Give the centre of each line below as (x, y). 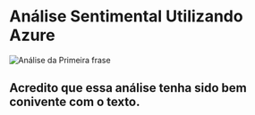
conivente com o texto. (75, 102)
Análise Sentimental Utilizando (126, 16)
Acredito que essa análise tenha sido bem (128, 88)
